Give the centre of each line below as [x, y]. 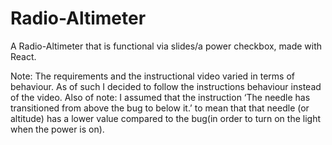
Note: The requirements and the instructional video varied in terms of [152, 76]
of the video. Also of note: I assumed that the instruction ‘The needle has [160, 97]
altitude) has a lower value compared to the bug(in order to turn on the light [166, 118]
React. [23, 56]
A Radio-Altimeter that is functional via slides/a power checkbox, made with [166, 46]
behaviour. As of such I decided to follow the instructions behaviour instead [166, 86]
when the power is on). [57, 129]
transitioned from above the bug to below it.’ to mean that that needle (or [160, 108]
